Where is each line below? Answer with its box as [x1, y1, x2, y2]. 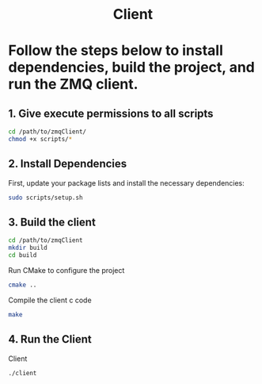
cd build [8, 252, 37, 259]
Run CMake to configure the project [8, 266, 125, 275]
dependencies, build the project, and [8, 59, 255, 76]
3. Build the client [8, 216, 97, 229]
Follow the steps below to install [8, 41, 224, 60]
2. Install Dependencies [8, 157, 127, 171]
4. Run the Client [8, 332, 93, 346]
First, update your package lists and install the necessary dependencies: [8, 178, 245, 187]
